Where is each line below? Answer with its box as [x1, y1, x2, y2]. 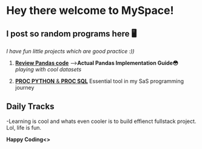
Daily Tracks [6, 101, 55, 112]
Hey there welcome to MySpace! [6, 4, 174, 18]
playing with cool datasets [15, 66, 82, 73]
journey [15, 84, 35, 91]
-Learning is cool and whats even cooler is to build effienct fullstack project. [6, 118, 197, 125]
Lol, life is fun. [6, 124, 41, 131]
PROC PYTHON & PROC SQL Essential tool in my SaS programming [15, 78, 184, 85]
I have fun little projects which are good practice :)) [6, 48, 135, 55]
